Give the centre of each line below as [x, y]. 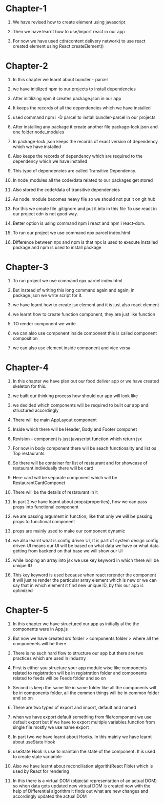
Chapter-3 [27, 267]
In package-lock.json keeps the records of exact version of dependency [85, 141]
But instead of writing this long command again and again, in [73, 290]
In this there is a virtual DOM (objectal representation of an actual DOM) [85, 781]
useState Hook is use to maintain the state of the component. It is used [84, 751]
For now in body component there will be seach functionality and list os [84, 448]
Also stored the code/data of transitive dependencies [66, 190]
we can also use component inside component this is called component [85, 333]
